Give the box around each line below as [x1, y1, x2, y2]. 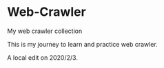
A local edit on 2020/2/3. [7, 53, 78, 62]
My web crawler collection [7, 27, 83, 35]
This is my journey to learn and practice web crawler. [7, 40, 158, 48]
